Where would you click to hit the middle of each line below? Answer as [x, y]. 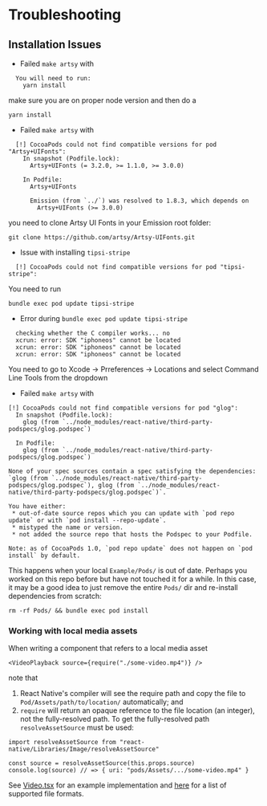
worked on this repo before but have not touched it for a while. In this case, [132, 579]
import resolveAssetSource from [62, 743]
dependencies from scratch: [55, 596]
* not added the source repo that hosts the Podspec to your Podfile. [132, 535]
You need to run [35, 289]
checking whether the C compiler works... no [93, 333]
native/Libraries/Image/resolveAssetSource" [84, 749]
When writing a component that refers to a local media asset [108, 649]
